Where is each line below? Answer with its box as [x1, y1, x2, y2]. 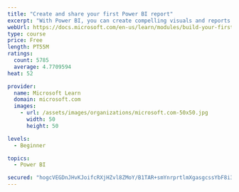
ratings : [7, 50, 33, 58]
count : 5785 [14, 57, 50, 64]
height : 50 [26, 122, 59, 129]
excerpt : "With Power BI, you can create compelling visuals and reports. [7, 17, 234, 24]
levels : [7, 135, 31, 142]
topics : [7, 154, 31, 162]
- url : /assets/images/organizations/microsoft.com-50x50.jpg [20, 110, 208, 117]
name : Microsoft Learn [14, 90, 81, 97]
